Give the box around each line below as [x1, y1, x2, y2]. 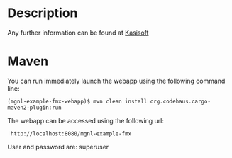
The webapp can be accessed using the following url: [7, 116, 165, 125]
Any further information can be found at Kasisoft [7, 28, 149, 37]
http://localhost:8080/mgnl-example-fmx [10, 130, 132, 137]
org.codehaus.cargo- [150, 98, 211, 105]
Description [7, 5, 78, 21]
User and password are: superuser [7, 142, 109, 151]
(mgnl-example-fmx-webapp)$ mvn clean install [7, 98, 148, 105]
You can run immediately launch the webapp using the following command [7, 77, 226, 85]
